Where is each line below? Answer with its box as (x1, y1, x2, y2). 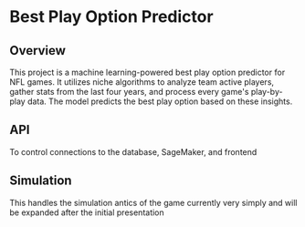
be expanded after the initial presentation (9, 207, 164, 218)
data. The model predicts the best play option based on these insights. (26, 96, 293, 107)
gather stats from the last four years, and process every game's (9, 87, 249, 97)
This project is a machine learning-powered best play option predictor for (9, 67, 286, 77)
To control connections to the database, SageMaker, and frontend (9, 146, 258, 157)
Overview (9, 43, 67, 58)
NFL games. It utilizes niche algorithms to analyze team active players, (9, 77, 275, 88)
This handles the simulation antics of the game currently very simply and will (9, 197, 298, 208)
